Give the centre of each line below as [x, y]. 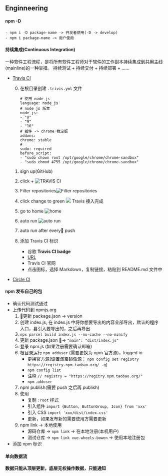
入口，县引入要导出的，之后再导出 [55, 328]
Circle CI [21, 279]
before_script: [35, 153]
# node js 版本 [35, 108]
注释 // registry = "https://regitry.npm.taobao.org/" [85, 376]
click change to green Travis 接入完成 [61, 201]
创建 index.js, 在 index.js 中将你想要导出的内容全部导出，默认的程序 [89, 322]
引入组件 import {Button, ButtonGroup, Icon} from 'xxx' [87, 406]
